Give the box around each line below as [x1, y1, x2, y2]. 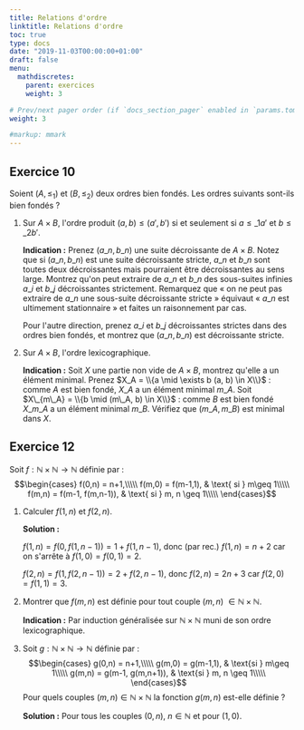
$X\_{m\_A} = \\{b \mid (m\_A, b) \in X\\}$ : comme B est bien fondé [22, 394, 274, 404]
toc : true [9, 30, 47, 39]
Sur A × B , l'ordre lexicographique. [22, 346, 151, 358]
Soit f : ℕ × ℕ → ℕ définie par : [9, 463, 125, 474]
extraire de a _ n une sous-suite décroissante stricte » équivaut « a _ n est [22, 292, 290, 304]
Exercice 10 [9, 164, 76, 180]
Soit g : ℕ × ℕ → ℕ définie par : [22, 643, 140, 654]
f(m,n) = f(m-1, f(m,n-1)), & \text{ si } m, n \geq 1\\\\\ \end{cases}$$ [27, 488, 277, 499]
